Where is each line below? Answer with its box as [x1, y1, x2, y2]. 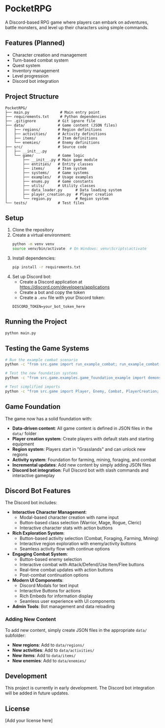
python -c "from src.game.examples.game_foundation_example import [5, 375, 146, 380]
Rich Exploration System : [12, 530, 65, 536]
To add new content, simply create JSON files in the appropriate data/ [5, 627, 147, 633]
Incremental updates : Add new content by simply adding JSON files [12, 462, 151, 468]
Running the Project [5, 318, 67, 326]
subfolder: [5, 632, 26, 638]
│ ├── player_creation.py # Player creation [5, 192, 113, 197]
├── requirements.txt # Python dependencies [5, 114, 107, 119]
